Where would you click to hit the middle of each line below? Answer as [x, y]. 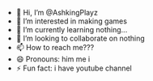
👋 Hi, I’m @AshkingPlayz [57, 13]
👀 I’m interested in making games [72, 21]
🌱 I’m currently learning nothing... [72, 30]
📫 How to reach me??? [55, 47]
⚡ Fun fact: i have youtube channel [74, 68]
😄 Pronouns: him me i [53, 59]
